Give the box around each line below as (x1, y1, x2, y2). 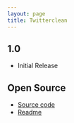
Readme (17, 108, 42, 117)
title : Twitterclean (7, 17, 68, 24)
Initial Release (17, 61, 58, 70)
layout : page (7, 10, 46, 18)
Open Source (7, 82, 66, 93)
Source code (17, 101, 55, 109)
